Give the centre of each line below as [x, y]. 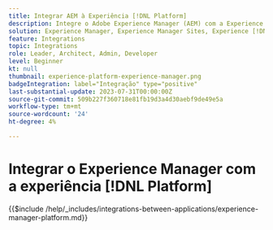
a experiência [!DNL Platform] [110, 187]
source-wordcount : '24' [49, 115]
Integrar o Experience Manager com [132, 169]
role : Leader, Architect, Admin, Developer [83, 54]
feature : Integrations [47, 39]
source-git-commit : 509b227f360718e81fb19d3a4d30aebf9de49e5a [116, 99]
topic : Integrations [43, 46]
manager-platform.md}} [48, 217]
